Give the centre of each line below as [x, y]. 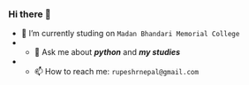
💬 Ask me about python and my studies [107, 52]
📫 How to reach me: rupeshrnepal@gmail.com [117, 72]
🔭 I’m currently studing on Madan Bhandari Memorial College [130, 34]
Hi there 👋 [30, 14]
